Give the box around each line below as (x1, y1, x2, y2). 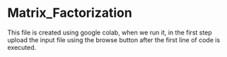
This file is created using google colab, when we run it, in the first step (7, 28, 212, 37)
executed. (7, 43, 37, 51)
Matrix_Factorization (7, 5, 132, 21)
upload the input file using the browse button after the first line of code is (7, 35, 221, 44)
